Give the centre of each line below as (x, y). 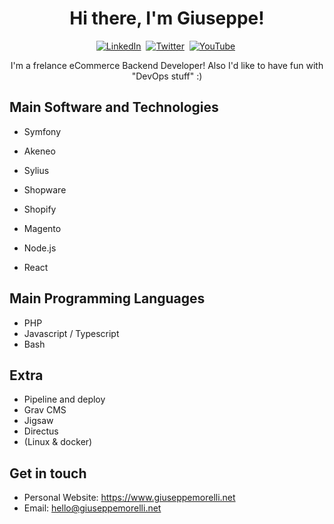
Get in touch (48, 473)
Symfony (42, 131)
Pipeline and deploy (64, 399)
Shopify (40, 209)
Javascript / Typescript (71, 333)
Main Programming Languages (107, 298)
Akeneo (39, 151)
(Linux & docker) (58, 442)
